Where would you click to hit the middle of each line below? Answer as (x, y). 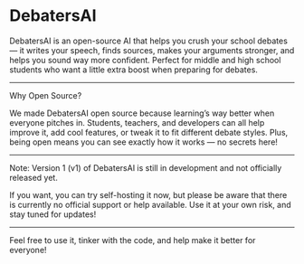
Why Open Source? (46, 95)
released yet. (34, 177)
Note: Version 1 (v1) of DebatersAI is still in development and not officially (146, 167)
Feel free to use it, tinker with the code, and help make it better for (133, 240)
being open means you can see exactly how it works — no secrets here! (144, 142)
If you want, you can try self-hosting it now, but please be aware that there (148, 194)
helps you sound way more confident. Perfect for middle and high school (145, 60)
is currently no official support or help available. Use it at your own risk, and (150, 204)
